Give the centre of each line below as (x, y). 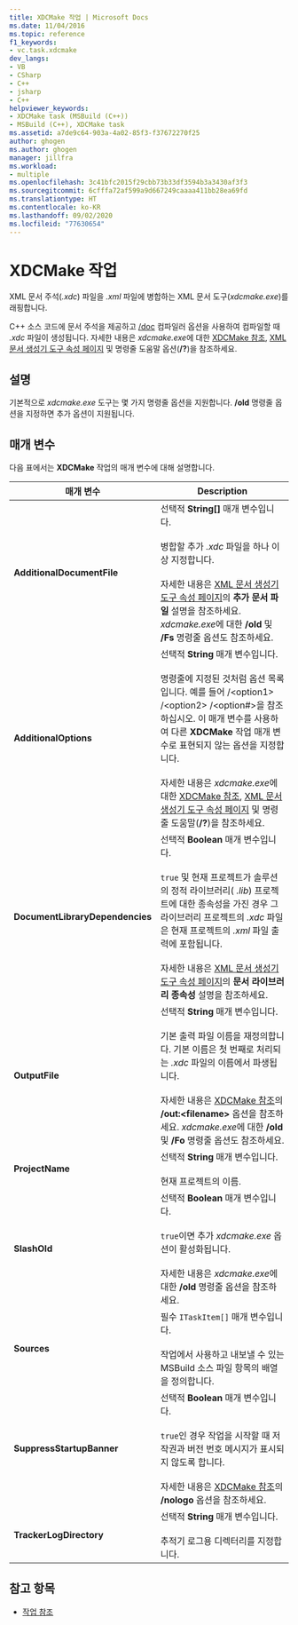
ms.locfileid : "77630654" (57, 224)
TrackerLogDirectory (59, 1535)
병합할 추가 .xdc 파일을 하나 (215, 547)
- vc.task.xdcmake (43, 51)
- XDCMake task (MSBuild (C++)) (69, 116)
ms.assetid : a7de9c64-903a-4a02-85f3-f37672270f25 (105, 133)
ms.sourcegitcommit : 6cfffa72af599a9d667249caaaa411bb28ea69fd (129, 191)
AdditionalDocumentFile (66, 573)
